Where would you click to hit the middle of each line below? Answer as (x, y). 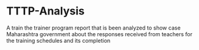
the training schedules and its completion (58, 40)
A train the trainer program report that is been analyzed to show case (93, 28)
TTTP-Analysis (46, 11)
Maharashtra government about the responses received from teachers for (99, 34)
